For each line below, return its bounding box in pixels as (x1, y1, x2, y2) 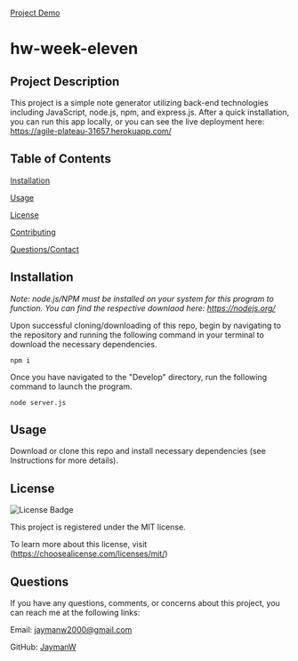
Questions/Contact (10, 243, 79, 254)
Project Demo (10, 8, 60, 18)
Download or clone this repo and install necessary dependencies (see (10, 446, 266, 457)
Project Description (10, 74, 120, 89)
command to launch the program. (10, 381, 133, 392)
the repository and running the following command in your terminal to (10, 329, 265, 340)
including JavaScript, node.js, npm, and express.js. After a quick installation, (10, 107, 290, 117)
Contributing (10, 227, 56, 237)
